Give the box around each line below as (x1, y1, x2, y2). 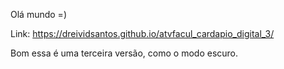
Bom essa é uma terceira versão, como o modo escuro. (10, 47, 239, 59)
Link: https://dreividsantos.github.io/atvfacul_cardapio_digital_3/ (10, 28, 275, 39)
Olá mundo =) (10, 9, 67, 20)
